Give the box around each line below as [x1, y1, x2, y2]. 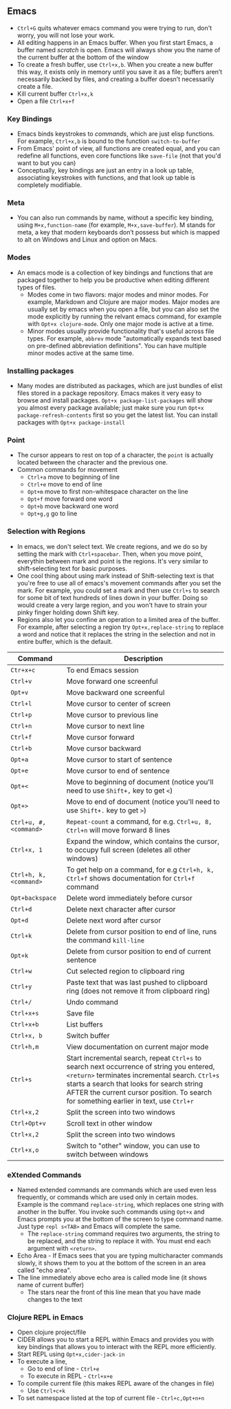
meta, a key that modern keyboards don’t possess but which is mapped [16, 228, 220, 237]
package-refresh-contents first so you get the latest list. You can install [16, 411, 218, 419]
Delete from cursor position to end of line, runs [66, 927, 217, 936]
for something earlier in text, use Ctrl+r [66, 1096, 195, 1106]
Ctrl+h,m [10, 1042, 39, 1051]
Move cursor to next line [66, 721, 145, 731]
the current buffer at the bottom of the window [16, 53, 149, 61]
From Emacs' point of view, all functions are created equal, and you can [16, 144, 220, 153]
